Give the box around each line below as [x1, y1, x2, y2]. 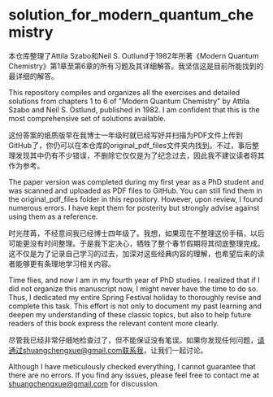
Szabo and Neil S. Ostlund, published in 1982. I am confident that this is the [8, 104, 260, 115]
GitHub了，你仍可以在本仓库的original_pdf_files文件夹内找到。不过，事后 [8, 140, 253, 150]
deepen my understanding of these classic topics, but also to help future [8, 309, 252, 319]
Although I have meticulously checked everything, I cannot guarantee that [8, 361, 256, 371]
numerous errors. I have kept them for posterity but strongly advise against [8, 203, 260, 212]
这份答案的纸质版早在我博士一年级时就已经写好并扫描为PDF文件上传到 [8, 130, 244, 140]
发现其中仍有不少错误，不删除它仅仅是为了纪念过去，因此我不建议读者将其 [15, 151, 265, 160]
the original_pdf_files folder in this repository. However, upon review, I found [8, 194, 263, 204]
